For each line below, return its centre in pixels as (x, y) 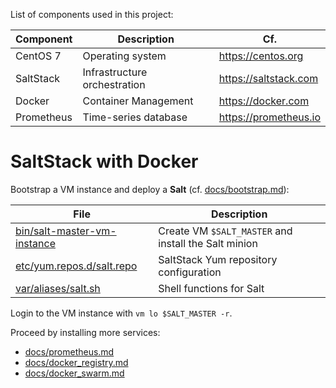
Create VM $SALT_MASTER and (225, 231)
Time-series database (135, 117)
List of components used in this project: (92, 14)
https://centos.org (261, 56)
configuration (190, 272)
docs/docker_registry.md (76, 362)
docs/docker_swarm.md (74, 373)
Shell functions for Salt (211, 288)
